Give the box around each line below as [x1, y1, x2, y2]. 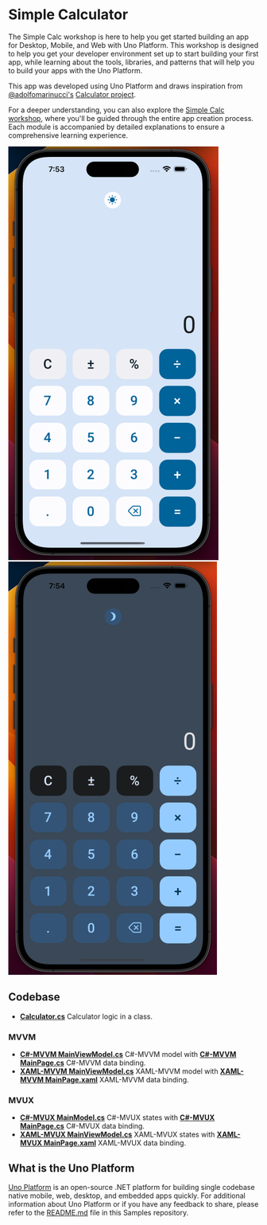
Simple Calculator [8, 6, 129, 24]
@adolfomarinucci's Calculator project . [8, 89, 137, 99]
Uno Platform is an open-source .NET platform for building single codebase [8, 1183, 256, 1192]
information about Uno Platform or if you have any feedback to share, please [8, 1200, 259, 1209]
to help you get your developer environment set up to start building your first [8, 49, 259, 58]
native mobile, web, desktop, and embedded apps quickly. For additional [8, 1191, 246, 1200]
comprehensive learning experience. [8, 130, 129, 140]
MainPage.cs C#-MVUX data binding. [19, 1121, 145, 1131]
